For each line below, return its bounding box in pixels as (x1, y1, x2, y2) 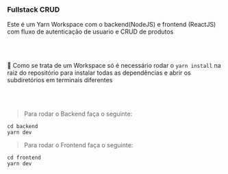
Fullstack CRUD (7, 5, 60, 14)
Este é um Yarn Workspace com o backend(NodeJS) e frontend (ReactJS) (7, 21, 216, 29)
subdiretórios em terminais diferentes (7, 76, 113, 84)
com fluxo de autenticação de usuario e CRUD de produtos (7, 27, 174, 36)
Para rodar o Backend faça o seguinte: (23, 110, 133, 118)
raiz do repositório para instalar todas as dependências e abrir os (7, 69, 192, 77)
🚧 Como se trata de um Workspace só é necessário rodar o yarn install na (7, 62, 221, 70)
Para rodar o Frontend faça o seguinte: (23, 141, 134, 149)
